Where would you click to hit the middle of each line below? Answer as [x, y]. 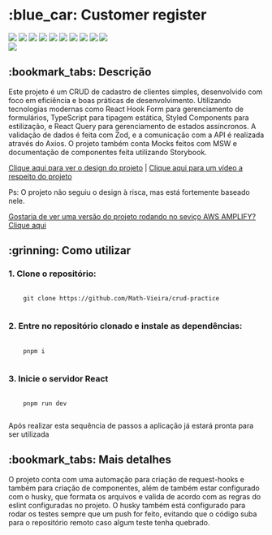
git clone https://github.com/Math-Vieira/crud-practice [121, 299]
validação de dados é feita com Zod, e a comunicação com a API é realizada [136, 135]
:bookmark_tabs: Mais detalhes [90, 460]
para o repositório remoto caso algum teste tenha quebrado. [109, 522]
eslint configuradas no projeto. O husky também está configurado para [127, 505]
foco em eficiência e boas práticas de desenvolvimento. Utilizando [120, 100]
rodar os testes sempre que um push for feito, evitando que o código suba [133, 514]
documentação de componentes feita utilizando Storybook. [108, 152]
